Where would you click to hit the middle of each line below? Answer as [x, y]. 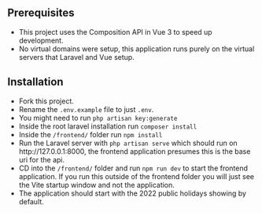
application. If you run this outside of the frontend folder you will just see [137, 176]
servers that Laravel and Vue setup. [76, 57]
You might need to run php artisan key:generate [98, 118]
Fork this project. [46, 101]
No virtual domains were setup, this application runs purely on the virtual [137, 49]
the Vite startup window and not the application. [96, 185]
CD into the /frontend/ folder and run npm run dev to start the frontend [133, 168]
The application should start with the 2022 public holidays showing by [133, 193]
